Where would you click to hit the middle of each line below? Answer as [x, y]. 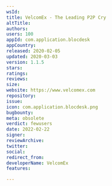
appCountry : [21, 46]
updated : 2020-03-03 [32, 57]
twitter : [17, 146]
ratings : [17, 73]
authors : [17, 29]
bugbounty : [20, 113]
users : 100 [20, 34]
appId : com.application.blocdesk [48, 40]
